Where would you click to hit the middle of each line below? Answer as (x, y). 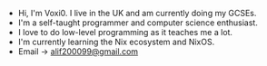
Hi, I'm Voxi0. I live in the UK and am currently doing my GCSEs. (137, 13)
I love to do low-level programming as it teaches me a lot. (125, 32)
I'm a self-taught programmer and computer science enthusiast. (138, 23)
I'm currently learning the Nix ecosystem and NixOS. (116, 42)
